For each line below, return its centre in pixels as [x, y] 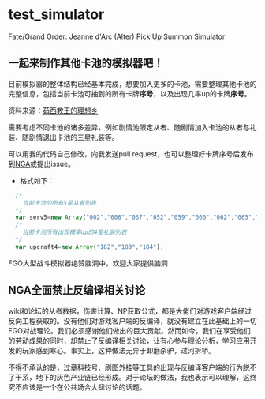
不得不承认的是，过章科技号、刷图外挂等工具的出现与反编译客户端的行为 [125, 367]
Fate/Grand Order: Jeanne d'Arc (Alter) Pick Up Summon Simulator [117, 36]
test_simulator [56, 15]
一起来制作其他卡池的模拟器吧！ [86, 64]
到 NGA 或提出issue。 [41, 164]
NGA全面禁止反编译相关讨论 [77, 290]
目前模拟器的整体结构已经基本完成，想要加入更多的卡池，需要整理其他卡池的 [132, 84]
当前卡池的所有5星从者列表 [60, 203]
